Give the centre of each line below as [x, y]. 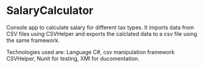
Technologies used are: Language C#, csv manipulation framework [91, 52]
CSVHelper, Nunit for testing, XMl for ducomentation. [73, 58]
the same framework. [33, 40]
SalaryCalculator [50, 11]
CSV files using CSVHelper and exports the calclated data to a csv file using [102, 33]
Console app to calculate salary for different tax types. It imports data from [100, 27]
